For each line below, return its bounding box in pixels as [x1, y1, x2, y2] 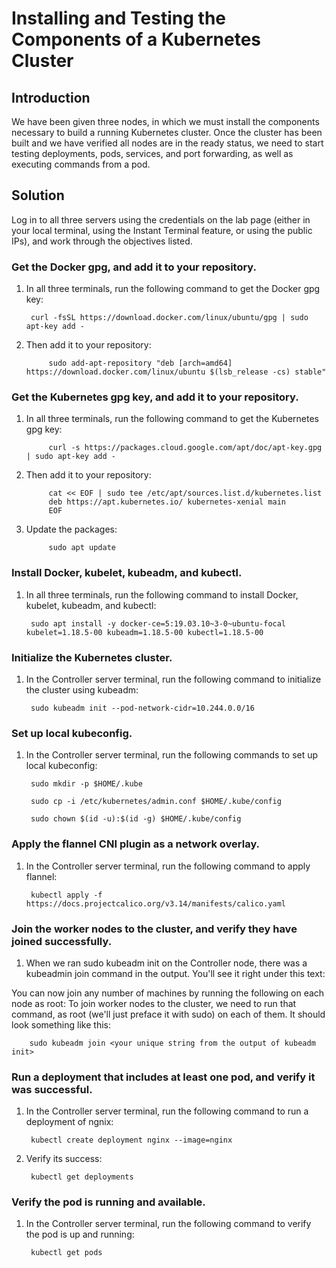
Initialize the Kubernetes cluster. [11, 650, 173, 664]
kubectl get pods [30, 1248, 103, 1258]
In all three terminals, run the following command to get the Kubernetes [25, 413, 320, 425]
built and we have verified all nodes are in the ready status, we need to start [11, 137, 324, 149]
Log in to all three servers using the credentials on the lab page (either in [11, 213, 311, 226]
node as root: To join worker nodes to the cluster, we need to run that [11, 997, 297, 1009]
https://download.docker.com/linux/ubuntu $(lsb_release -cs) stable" [25, 367, 327, 377]
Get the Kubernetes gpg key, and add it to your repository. [11, 390, 299, 404]
